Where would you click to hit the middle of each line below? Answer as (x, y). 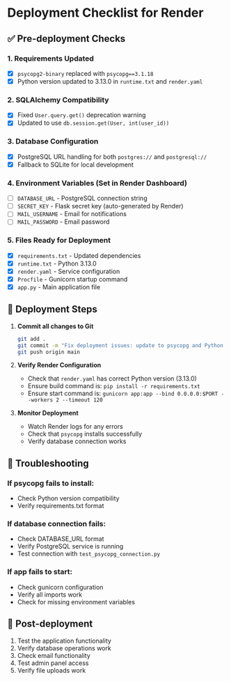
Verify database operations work (64, 648)
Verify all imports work (49, 595)
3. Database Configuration (53, 141)
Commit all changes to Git (55, 326)
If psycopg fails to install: (51, 483)
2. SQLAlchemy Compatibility (58, 100)
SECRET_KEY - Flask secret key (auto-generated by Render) (100, 206)
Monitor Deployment (48, 413)
